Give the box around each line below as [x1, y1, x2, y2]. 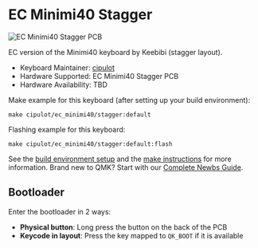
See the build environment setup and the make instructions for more [8, 154, 233, 163]
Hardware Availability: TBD [19, 80, 107, 89]
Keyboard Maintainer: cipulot [19, 62, 115, 73]
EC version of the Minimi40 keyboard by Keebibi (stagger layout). [8, 47, 223, 57]
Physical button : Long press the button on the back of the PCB [19, 222, 228, 232]
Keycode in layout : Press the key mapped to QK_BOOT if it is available [19, 230, 244, 240]
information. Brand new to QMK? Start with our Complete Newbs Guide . [8, 162, 244, 172]
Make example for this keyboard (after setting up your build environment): [8, 95, 251, 104]
